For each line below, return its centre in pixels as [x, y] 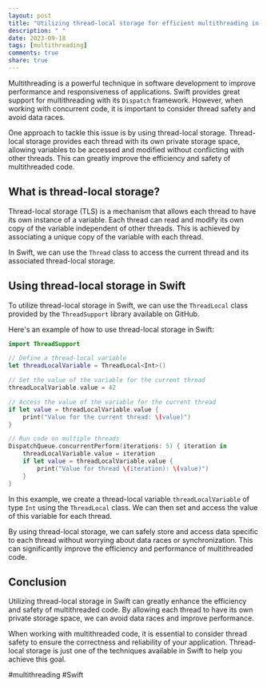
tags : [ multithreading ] [48, 46]
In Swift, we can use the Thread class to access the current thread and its [129, 252]
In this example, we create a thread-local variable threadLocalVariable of [129, 499]
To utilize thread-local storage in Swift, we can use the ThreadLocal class [128, 305]
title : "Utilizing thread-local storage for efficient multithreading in [134, 23]
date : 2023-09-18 [37, 38]
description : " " [37, 30]
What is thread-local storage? [84, 192]
